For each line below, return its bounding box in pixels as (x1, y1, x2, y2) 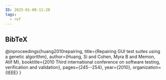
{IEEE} (5, 69, 18, 75)
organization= (132, 64, 161, 70)
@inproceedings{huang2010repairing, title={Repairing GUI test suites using (5, 48, 160, 54)
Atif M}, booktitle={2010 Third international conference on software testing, (5, 59, 160, 65)
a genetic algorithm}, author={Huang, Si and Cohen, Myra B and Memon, (5, 53, 155, 60)
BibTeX (5, 35, 27, 43)
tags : (5, 12, 16, 17)
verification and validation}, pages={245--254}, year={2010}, (5, 64, 131, 70)
